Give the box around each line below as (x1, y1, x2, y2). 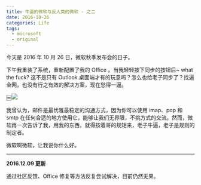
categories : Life (6, 20, 50, 26)
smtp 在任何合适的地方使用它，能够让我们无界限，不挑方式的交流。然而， (6, 114, 188, 121)
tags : (6, 25, 20, 32)
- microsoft (11, 31, 42, 37)
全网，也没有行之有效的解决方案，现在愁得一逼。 (6, 81, 127, 88)
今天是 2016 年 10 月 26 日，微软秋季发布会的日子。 (6, 54, 133, 60)
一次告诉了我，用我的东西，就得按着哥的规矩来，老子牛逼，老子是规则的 (16, 122, 195, 128)
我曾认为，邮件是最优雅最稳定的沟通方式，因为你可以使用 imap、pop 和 (6, 107, 183, 113)
